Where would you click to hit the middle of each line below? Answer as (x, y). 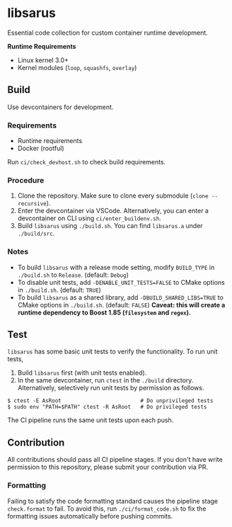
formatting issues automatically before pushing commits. (90, 516)
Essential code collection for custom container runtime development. (108, 33)
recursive (32, 204)
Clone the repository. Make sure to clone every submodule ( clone (113, 195)
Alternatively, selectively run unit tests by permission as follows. (111, 388)
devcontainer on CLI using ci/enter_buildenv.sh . (89, 218)
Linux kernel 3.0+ (43, 60)
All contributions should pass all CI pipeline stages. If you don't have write (115, 460)
